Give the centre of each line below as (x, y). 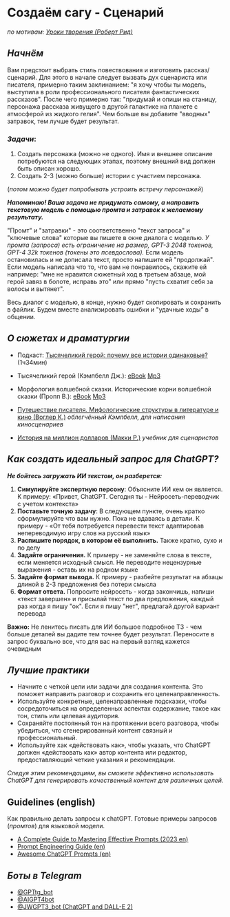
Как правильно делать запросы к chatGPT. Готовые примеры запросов (112, 819)
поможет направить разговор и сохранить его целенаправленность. (118, 694)
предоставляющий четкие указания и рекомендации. (96, 760)
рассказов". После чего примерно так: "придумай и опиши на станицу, (112, 99)
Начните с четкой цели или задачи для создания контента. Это (110, 687)
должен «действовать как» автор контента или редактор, (102, 753)
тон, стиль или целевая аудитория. (69, 716)
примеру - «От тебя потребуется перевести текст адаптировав (111, 526)
